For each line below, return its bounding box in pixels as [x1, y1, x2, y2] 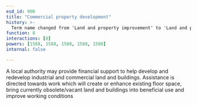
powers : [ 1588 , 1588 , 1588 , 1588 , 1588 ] [6, 41, 107, 47]
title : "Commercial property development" [6, 14, 111, 20]
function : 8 [6, 30, 35, 36]
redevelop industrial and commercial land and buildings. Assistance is [6, 73, 175, 80]
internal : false [6, 47, 46, 52]
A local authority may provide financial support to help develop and [6, 68, 169, 75]
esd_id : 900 [6, 8, 35, 15]
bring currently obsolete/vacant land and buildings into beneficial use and [6, 86, 185, 93]
